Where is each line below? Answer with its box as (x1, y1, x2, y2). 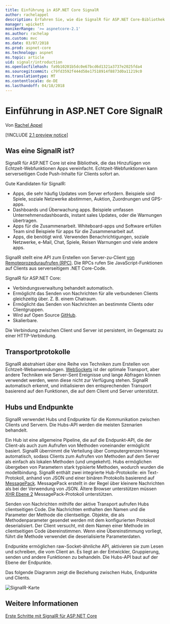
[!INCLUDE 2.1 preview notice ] (5, 132, 69, 138)
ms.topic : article (5, 54, 44, 60)
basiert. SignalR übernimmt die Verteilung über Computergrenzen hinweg (5, 448, 159, 453)
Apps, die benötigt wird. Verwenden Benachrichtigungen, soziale (12, 234, 149, 240)
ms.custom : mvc (5, 36, 38, 41)
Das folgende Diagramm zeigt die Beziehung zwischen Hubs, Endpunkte (5, 570, 157, 575)
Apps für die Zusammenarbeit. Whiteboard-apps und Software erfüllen (12, 223, 162, 229)
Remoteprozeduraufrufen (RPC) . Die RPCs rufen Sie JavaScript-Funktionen (5, 260, 163, 266)
